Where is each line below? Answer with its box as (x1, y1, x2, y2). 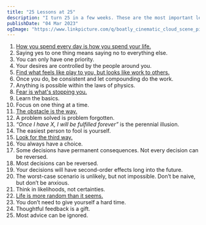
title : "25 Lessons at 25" (7, 9, 76, 15)
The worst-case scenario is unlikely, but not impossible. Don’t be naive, (15, 172, 196, 180)
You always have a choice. (15, 140, 83, 147)
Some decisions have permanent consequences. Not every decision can (15, 147, 199, 154)
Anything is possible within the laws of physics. (15, 82, 136, 89)
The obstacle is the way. (15, 108, 78, 115)
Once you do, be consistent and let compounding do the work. (15, 75, 174, 83)
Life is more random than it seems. (15, 192, 103, 199)
